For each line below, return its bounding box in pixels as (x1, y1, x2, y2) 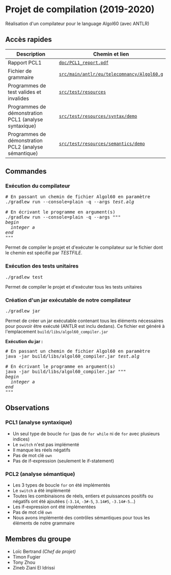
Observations (5, 403, 50, 412)
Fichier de (8, 67, 32, 75)
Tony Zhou (12, 559, 36, 565)
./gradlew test (5, 274, 43, 280)
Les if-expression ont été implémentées (12, 504, 96, 510)
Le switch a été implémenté (12, 488, 71, 494)
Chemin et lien (93, 50, 129, 57)
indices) (12, 436, 30, 442)
